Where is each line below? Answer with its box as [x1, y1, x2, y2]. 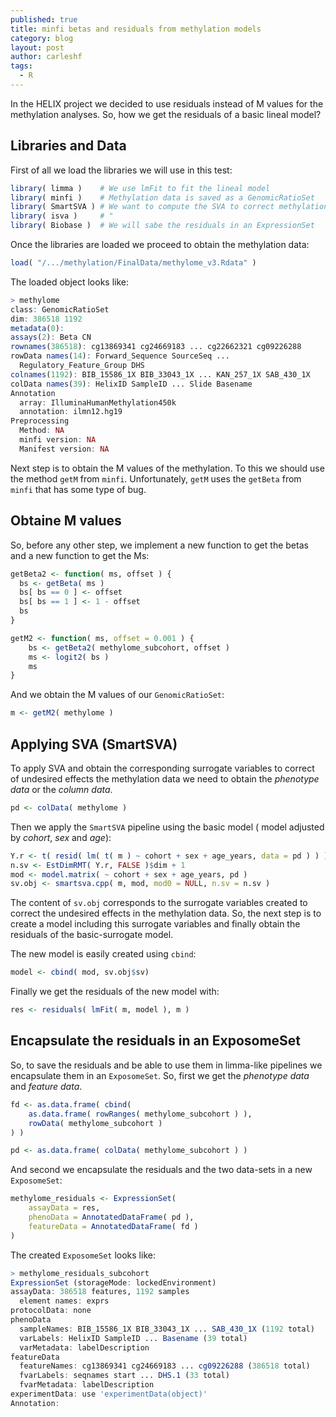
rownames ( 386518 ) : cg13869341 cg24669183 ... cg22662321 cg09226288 [10, 342, 302, 352]
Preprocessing [10, 416, 70, 426]
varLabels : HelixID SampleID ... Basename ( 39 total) [19, 1333, 248, 1343]
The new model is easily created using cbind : [10, 948, 197, 960]
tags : [10, 61, 33, 71]
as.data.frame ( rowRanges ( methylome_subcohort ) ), [28, 1109, 253, 1119]
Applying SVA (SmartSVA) [10, 736, 178, 753]
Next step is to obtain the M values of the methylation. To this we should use [10, 462, 325, 474]
